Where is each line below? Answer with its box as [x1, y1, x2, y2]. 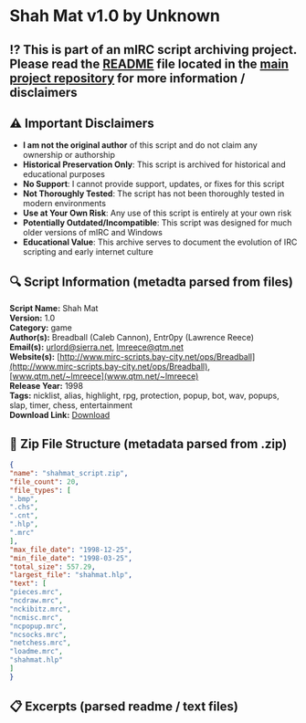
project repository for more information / [9, 70, 246, 86]
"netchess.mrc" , [9, 638, 71, 648]
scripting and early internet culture [22, 246, 153, 257]
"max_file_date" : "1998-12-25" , [9, 545, 132, 554]
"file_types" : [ [9, 486, 71, 495]
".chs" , [9, 503, 39, 512]
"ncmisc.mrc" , [9, 613, 64, 622]
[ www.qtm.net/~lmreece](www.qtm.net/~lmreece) [9, 371, 199, 382]
